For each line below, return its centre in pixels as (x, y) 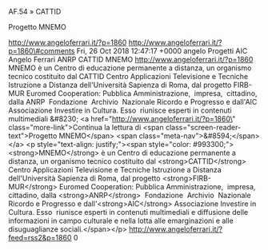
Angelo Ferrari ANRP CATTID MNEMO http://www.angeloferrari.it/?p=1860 (131, 60)
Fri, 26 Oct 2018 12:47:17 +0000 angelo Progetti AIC (162, 51)
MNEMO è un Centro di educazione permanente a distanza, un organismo (130, 68)
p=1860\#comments (42, 51)
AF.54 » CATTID (35, 12)
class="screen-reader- (203, 127)
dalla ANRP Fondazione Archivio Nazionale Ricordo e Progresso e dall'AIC (133, 102)
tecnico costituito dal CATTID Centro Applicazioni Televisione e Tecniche (128, 76)
